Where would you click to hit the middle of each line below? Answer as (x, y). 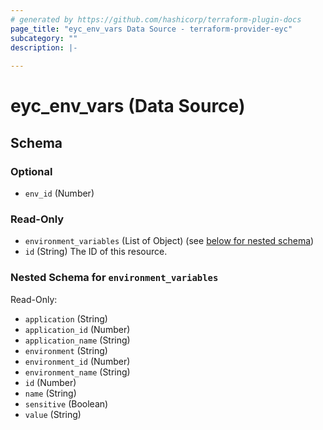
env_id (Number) (59, 193)
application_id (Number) (77, 329)
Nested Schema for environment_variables (114, 278)
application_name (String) (77, 340)
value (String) (53, 414)
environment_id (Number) (77, 361)
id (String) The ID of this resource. (96, 252)
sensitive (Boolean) (66, 403)
